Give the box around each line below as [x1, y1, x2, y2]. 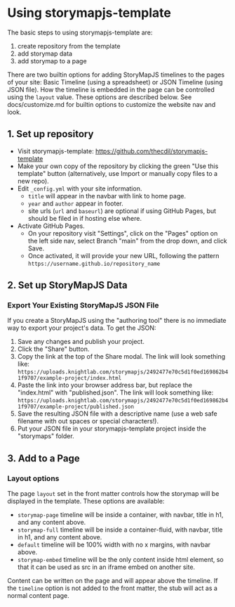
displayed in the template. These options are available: [7, 497, 165, 506]
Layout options [7, 473, 60, 483]
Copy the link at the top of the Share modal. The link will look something [17, 352, 226, 361]
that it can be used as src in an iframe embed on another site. [17, 563, 195, 571]
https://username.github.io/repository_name [27, 260, 161, 267]
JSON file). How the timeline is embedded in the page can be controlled [7, 85, 215, 94]
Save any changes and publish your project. [17, 338, 145, 346]
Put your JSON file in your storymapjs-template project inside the [17, 424, 207, 433]
